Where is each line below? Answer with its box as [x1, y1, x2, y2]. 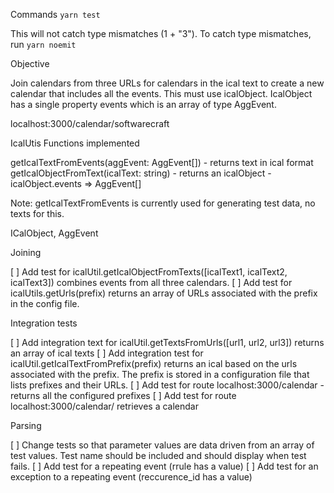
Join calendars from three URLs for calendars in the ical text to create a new [10, 77, 325, 89]
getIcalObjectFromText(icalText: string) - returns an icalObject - [10, 167, 272, 179]
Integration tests [10, 317, 78, 329]
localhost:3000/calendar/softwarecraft [10, 118, 170, 129]
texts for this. [10, 208, 65, 219]
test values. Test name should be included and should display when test [10, 450, 307, 461]
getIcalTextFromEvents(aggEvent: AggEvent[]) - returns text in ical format [10, 157, 314, 168]
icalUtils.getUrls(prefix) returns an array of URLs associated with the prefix [10, 287, 318, 299]
